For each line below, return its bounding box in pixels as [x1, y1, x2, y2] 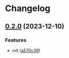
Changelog [5, 3, 51, 14]
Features [5, 37, 27, 43]
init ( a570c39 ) [12, 47, 40, 53]
